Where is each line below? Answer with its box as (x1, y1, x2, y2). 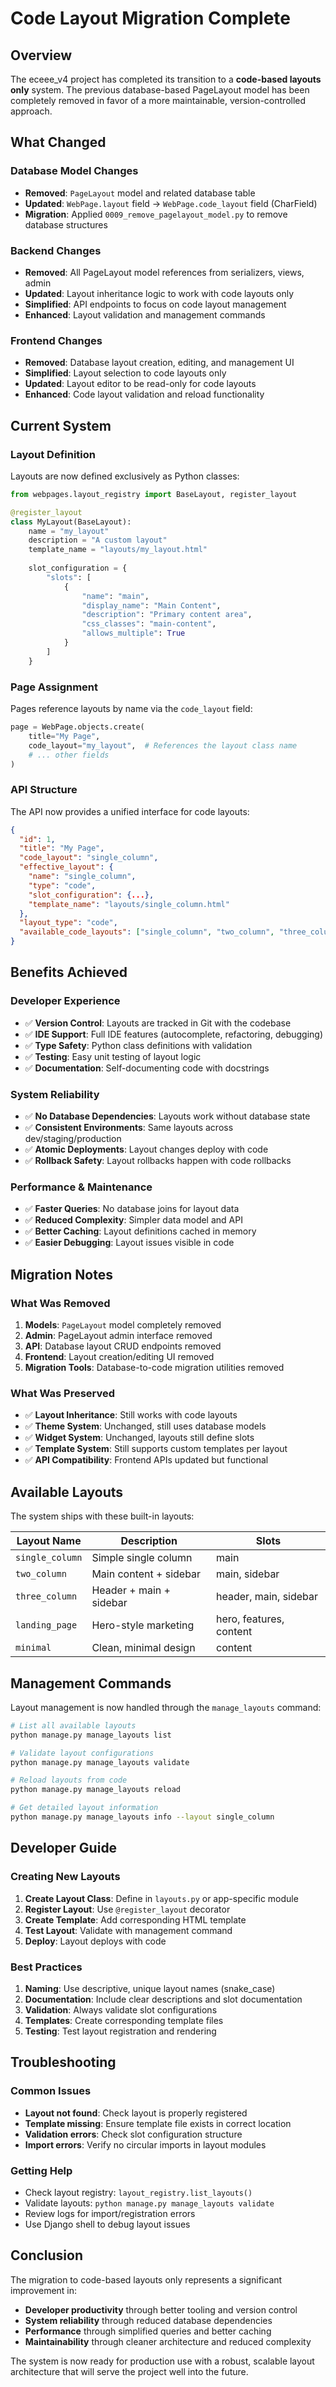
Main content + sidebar (91, 1567, 202, 1581)
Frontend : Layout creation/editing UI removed (24, 1351, 215, 1363)
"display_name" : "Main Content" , (81, 600, 222, 611)
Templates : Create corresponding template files (24, 2014, 224, 2026)
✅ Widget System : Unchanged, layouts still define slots (24, 1432, 255, 1444)
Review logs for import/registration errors (24, 2207, 196, 2219)
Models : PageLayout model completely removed (24, 1319, 222, 1331)
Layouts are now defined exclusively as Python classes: (10, 470, 240, 482)
